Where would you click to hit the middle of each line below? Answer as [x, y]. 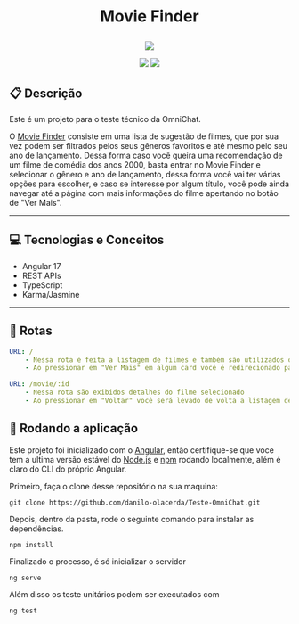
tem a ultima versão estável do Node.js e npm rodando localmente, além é [145, 459]
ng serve [25, 578]
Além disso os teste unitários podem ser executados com [114, 594]
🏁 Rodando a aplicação [74, 428]
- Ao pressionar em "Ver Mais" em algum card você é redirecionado [153, 368]
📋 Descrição [46, 93]
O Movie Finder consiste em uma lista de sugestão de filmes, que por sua [144, 136]
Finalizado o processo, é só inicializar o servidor [98, 561]
